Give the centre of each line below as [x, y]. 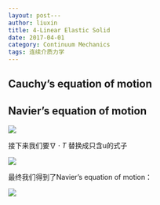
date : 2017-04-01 [36, 37]
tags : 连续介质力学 [36, 52]
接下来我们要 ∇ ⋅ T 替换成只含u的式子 [68, 146]
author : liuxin [33, 23]
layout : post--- [35, 15]
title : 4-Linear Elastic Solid [59, 30]
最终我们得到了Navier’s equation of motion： [80, 177]
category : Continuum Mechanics [59, 45]
